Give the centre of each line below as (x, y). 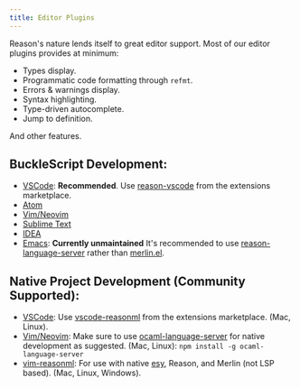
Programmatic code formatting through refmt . (108, 80)
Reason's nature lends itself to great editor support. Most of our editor (140, 43)
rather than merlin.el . (126, 253)
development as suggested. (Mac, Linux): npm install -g (129, 346)
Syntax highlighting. (60, 99)
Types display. (49, 70)
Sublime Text (47, 224)
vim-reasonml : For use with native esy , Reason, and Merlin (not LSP (149, 364)
